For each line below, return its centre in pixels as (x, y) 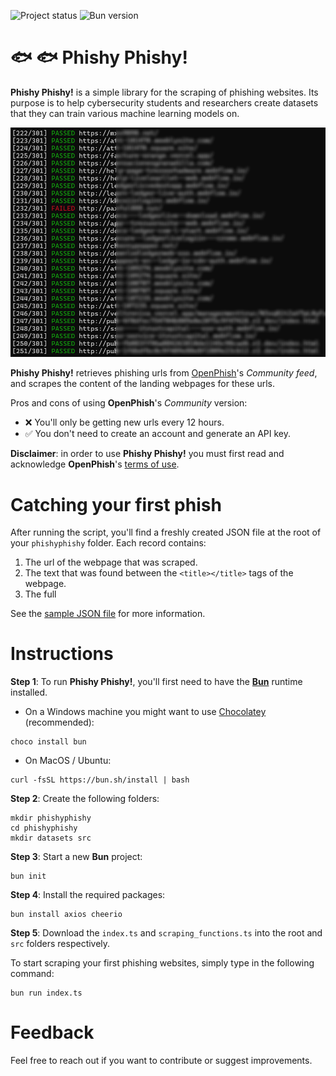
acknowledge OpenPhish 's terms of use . (95, 464)
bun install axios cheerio (66, 915)
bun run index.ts (46, 993)
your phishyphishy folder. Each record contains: (108, 543)
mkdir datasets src (51, 838)
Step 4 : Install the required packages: (88, 895)
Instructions (62, 654)
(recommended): (59, 722)
